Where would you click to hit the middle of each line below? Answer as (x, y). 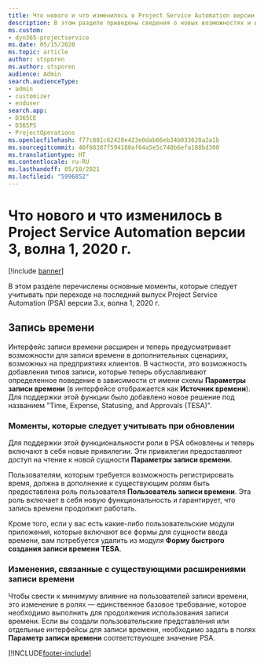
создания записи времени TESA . (65, 548)
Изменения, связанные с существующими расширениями (127, 569)
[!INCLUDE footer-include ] (50, 653)
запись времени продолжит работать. (73, 508)
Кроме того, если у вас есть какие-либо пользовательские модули (121, 523)
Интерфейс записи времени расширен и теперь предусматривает (120, 347)
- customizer (29, 96)
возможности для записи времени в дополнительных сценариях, (118, 355)
